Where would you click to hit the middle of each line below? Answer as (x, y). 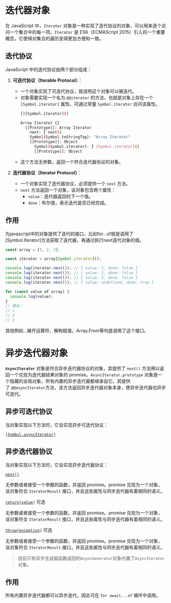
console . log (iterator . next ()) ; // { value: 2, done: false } (72, 273)
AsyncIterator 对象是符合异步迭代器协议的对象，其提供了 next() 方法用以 (82, 368)
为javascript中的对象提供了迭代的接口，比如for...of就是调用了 (69, 234)
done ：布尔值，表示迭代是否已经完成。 (68, 203)
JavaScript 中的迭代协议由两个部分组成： (48, 69)
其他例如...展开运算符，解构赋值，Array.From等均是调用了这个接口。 (77, 330)
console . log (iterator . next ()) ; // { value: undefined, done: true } (80, 282)
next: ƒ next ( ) (46, 132)
